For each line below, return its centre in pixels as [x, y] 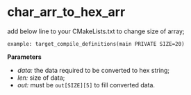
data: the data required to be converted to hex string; [93, 70]
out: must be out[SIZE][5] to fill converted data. [86, 85]
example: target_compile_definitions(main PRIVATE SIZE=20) [96, 44]
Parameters [24, 57]
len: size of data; [41, 78]
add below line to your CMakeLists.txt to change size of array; [96, 31]
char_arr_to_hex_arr [66, 12]
